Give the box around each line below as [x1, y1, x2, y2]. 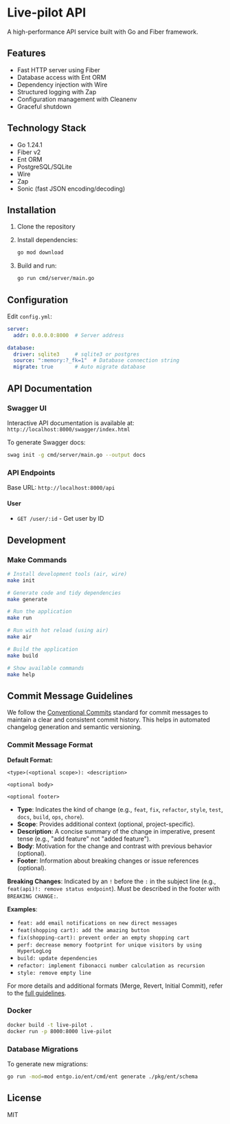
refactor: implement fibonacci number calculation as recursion [16, 962, 205, 969]
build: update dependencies [16, 955, 97, 962]
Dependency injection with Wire [16, 80, 108, 89]
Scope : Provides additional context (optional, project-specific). [16, 820, 196, 828]
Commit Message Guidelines [7, 690, 133, 702]
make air [7, 634, 32, 640]
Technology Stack [7, 122, 87, 134]
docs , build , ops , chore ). [16, 812, 84, 821]
